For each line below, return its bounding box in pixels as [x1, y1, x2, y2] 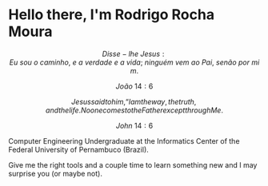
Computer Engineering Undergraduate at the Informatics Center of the [8, 136, 240, 145]
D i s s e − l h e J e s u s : [102, 49, 165, 58]
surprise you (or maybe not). [8, 168, 102, 178]
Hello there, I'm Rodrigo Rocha [8, 6, 214, 24]
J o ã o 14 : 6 [115, 81, 154, 91]
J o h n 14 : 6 [115, 121, 154, 130]
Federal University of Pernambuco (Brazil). [8, 144, 150, 154]
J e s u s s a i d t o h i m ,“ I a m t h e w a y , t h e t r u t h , [71, 97, 197, 106]
